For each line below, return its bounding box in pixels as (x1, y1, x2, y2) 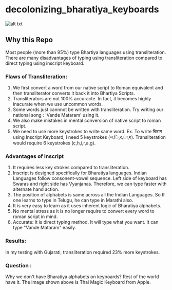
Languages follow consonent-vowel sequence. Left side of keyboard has (12, 175, 167, 182)
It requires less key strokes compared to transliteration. (12, 165, 130, 171)
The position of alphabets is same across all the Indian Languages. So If (12, 192, 165, 198)
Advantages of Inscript (5, 153, 64, 160)
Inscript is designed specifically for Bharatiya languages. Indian (12, 170, 147, 176)
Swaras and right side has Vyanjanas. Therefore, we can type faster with (12, 181, 167, 187)
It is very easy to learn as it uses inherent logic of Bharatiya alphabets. (12, 203, 162, 209)
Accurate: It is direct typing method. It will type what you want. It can (12, 219, 159, 225)
